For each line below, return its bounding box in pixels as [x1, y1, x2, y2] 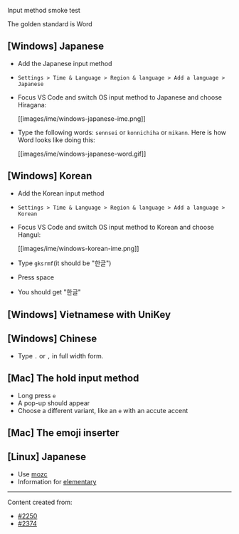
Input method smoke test [7, 6, 80, 14]
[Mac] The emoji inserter [7, 427, 119, 439]
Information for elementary [17, 477, 97, 486]
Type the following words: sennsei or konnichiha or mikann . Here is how [17, 128, 226, 137]
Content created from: [7, 498, 73, 506]
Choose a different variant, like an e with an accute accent [17, 406, 188, 415]
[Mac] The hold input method [7, 373, 139, 385]
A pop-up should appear [17, 398, 90, 407]
